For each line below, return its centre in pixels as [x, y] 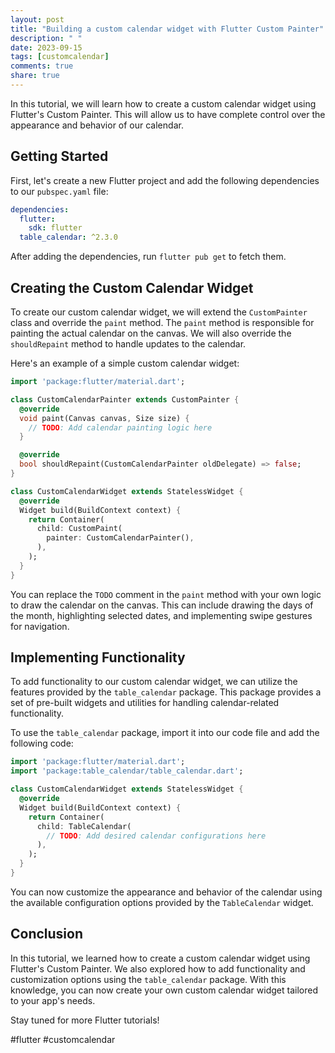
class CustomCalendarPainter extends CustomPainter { [125, 399]
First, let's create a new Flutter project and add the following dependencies [165, 180]
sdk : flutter [55, 228]
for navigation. [40, 626]
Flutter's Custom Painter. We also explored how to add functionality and [158, 968]
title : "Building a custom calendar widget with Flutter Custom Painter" [167, 29]
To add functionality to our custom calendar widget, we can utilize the [154, 682]
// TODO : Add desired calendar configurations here [156, 836]
